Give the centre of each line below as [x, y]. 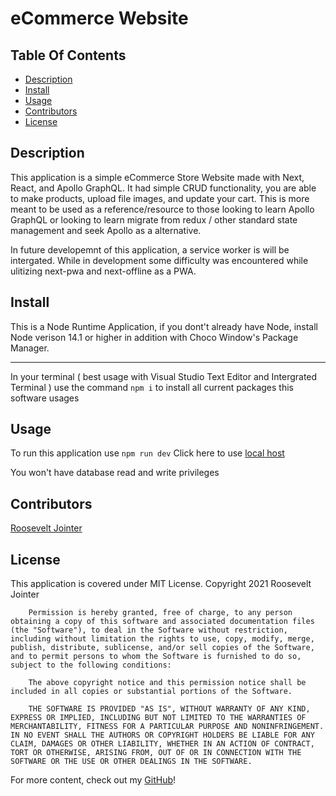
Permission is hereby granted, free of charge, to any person [160, 613]
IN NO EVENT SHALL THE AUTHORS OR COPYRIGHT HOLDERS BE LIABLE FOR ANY [162, 735]
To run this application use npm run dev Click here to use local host [147, 453]
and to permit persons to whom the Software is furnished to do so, [156, 657]
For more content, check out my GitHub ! [93, 780]
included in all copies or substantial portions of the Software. [151, 692]
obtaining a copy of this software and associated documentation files [162, 622]
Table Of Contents [68, 55]
